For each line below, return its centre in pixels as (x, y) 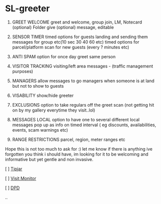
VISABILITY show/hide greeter (43, 95)
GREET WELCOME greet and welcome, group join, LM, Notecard (77, 22)
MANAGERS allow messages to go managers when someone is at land (83, 81)
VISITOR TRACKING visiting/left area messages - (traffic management (82, 66)
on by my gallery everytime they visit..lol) (54, 110)
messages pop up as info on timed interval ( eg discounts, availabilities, (84, 125)
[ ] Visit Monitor (21, 178)
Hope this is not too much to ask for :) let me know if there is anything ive (79, 149)
